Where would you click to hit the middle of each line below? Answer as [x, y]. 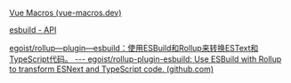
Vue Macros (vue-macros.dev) [65, 13]
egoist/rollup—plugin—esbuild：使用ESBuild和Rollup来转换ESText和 [134, 48]
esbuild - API [33, 30]
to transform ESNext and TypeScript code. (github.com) [112, 69]
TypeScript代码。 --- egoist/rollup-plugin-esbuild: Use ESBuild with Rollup [145, 59]
